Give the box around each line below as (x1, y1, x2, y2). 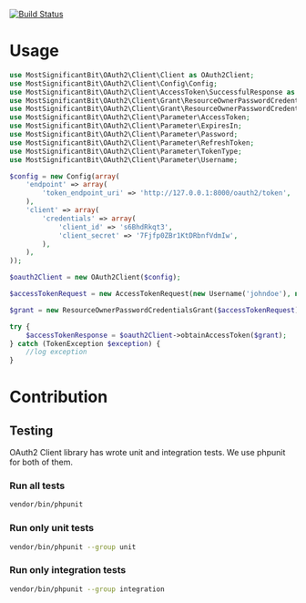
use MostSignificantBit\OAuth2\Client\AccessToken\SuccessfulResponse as (9, 87, 296, 97)
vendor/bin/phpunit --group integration (9, 584, 166, 594)
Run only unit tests (9, 522, 94, 535)
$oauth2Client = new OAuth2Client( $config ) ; (9, 273, 181, 282)
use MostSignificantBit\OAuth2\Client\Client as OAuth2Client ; (9, 70, 255, 79)
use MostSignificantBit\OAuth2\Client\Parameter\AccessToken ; (9, 113, 250, 122)
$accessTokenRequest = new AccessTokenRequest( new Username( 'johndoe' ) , (9, 290, 291, 299)
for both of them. (9, 456, 73, 468)
